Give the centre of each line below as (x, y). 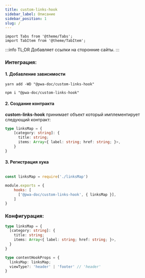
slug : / (13, 23)
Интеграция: (21, 62)
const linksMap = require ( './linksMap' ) (47, 177)
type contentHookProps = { (32, 258)
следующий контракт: (28, 119)
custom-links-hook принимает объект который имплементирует (72, 114)
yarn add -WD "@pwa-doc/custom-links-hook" (50, 84)
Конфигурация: (25, 216)
